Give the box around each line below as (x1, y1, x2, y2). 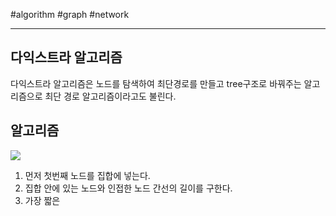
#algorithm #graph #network (10, 9, 130, 20)
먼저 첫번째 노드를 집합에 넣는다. (24, 169, 151, 181)
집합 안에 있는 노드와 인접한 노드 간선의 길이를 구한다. (24, 182, 233, 194)
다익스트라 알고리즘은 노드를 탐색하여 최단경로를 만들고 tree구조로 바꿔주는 (10, 77, 302, 89)
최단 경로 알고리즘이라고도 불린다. (44, 90, 177, 102)
